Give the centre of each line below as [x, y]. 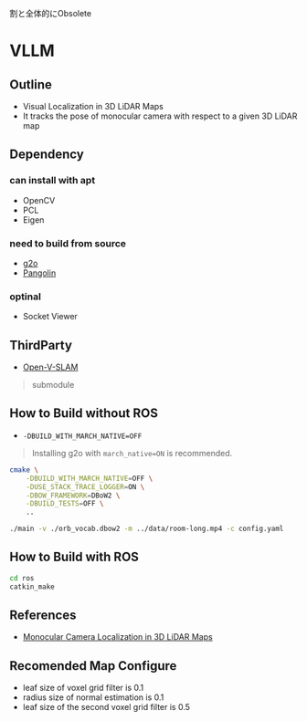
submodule [53, 385]
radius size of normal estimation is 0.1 [93, 697]
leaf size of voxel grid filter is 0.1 [83, 688]
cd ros [22, 578]
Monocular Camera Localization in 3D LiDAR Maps [117, 637]
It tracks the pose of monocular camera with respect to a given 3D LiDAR [160, 116]
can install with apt [53, 181]
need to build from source [68, 243]
